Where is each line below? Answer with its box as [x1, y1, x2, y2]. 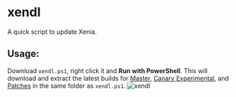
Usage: [7, 48, 40, 60]
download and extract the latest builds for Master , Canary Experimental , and [7, 74, 230, 82]
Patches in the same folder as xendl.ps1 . [7, 82, 126, 90]
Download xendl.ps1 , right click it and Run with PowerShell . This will [7, 66, 208, 75]
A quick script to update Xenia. [7, 27, 98, 36]
